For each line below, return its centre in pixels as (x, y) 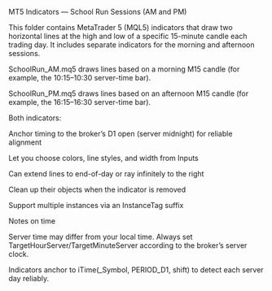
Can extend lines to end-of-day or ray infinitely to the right (106, 174)
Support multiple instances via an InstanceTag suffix (96, 205)
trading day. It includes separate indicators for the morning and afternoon (132, 45)
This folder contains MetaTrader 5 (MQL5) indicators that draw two (121, 27)
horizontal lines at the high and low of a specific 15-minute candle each (128, 36)
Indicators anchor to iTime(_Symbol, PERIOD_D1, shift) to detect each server (136, 270)
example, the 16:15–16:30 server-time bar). (80, 102)
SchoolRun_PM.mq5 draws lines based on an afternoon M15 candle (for (129, 93)
